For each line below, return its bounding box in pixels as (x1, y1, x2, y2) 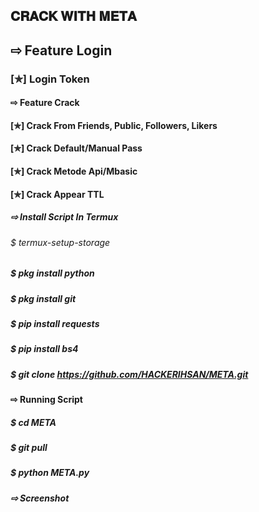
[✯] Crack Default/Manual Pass (10, 142, 143, 154)
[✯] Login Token (10, 72, 90, 86)
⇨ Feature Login (10, 42, 113, 59)
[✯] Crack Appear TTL (10, 188, 105, 200)
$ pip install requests (10, 318, 100, 329)
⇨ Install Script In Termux (10, 211, 119, 223)
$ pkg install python (10, 267, 95, 279)
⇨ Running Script (10, 394, 83, 406)
